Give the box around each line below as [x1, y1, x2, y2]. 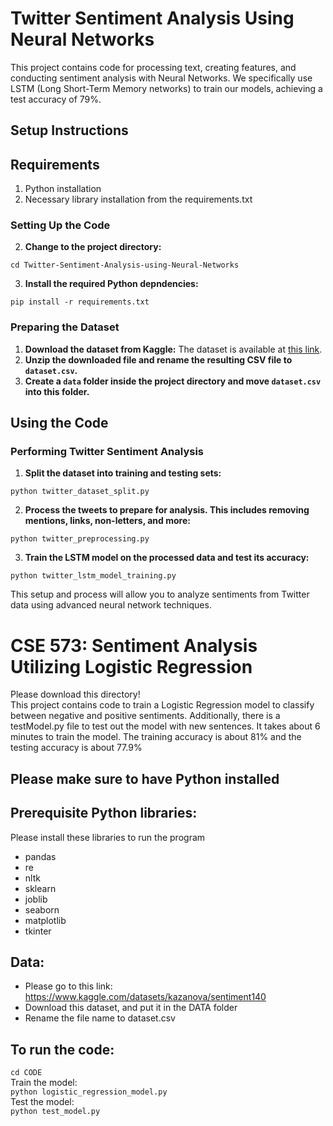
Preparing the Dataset [10, 320, 120, 334]
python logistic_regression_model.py [10, 1087, 168, 1097]
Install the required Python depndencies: [24, 278, 199, 290]
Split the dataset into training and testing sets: [24, 467, 222, 479]
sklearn [24, 882, 57, 894]
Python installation [24, 183, 102, 195]
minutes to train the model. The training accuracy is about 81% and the [10, 731, 302, 743]
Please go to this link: [24, 980, 113, 992]
